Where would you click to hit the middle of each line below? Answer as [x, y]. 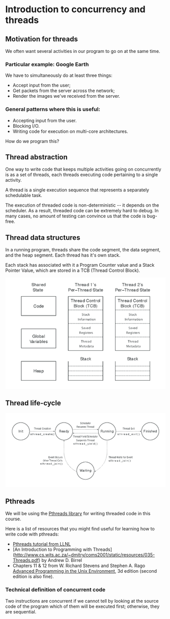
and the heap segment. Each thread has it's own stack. [63, 255]
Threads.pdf [26, 560]
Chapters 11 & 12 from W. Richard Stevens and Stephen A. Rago [79, 566]
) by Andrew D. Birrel [60, 560]
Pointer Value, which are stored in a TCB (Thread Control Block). [73, 270]
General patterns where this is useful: [53, 109]
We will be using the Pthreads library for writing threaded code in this [78, 514]
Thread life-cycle [33, 403]
